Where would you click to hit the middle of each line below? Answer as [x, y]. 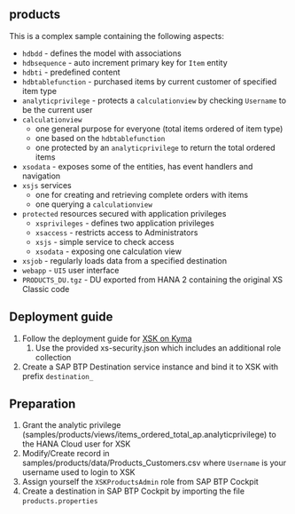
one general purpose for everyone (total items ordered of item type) [159, 129]
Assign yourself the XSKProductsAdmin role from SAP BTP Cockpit [140, 482]
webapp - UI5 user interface [70, 270]
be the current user [57, 109]
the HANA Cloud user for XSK [76, 444]
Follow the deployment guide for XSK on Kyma [107, 338]
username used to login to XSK [78, 472]
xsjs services [47, 185]
